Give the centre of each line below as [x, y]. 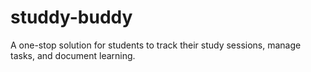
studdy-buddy [71, 17]
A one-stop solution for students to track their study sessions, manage [156, 45]
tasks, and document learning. [73, 55]
